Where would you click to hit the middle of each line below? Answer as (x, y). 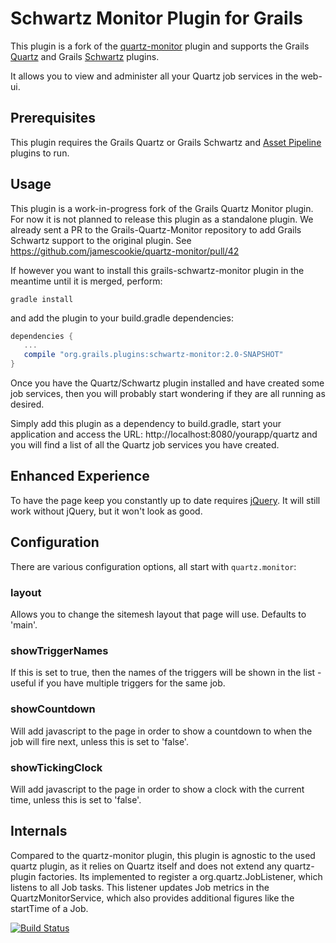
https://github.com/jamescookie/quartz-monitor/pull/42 (125, 251)
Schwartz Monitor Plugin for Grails (156, 18)
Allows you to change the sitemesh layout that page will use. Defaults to (158, 614)
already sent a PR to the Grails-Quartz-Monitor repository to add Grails (156, 229)
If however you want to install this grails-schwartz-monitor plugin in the (157, 270)
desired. (27, 404)
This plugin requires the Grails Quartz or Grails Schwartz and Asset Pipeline (166, 142)
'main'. (24, 624)
